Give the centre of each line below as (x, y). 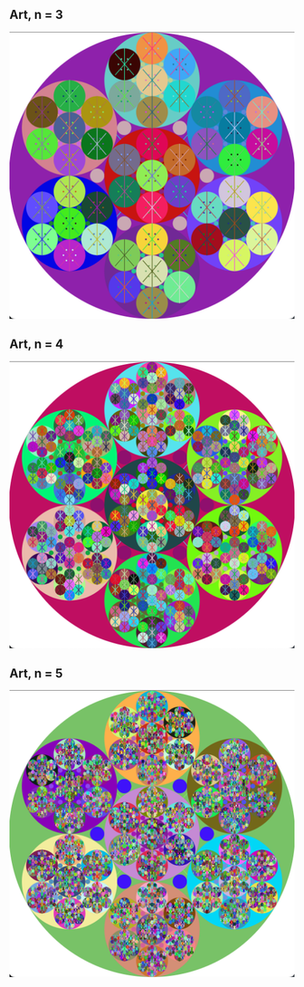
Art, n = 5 (36, 673)
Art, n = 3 (36, 15)
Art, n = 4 (37, 345)
